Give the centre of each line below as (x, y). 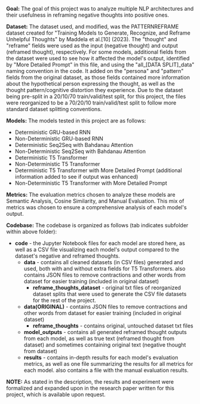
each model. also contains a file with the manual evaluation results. (106, 370)
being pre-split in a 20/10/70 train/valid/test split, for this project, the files (96, 96)
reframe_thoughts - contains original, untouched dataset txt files (113, 326)
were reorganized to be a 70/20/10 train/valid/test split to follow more (91, 103)
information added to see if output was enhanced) (76, 177)
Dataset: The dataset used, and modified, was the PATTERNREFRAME (93, 27)
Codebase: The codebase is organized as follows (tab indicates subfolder (97, 225)
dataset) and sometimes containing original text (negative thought (105, 345)
